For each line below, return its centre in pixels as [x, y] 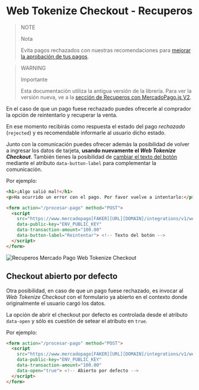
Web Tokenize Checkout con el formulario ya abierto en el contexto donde [97, 296]
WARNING [33, 68]
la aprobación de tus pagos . [55, 56]
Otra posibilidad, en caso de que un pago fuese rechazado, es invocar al [95, 291]
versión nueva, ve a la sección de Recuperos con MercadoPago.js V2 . [106, 97]
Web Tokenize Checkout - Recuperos [99, 11]
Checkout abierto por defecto [62, 276]
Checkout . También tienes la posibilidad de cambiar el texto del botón [92, 157]
